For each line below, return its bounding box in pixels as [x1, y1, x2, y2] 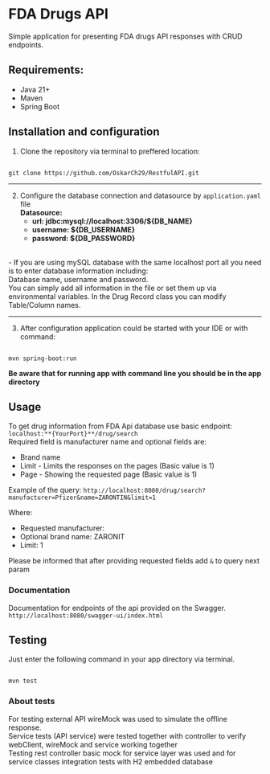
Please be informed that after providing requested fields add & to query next [8, 556, 260, 566]
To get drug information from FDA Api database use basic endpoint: [8, 421, 233, 431]
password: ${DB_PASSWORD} [31, 233, 136, 243]
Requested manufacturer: [19, 523, 105, 533]
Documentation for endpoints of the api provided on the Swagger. [8, 603, 227, 612]
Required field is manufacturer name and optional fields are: [8, 437, 207, 447]
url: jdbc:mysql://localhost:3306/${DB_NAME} [31, 216, 193, 226]
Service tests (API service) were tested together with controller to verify [8, 731, 247, 740]
